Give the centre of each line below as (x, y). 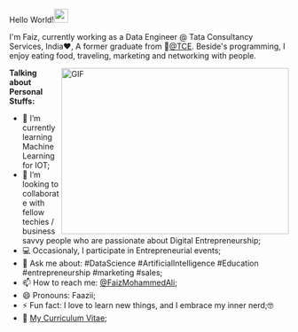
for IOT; (36, 165)
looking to (40, 184)
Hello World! (32, 19)
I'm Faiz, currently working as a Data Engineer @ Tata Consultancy (131, 37)
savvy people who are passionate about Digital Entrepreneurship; (141, 240)
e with (33, 203)
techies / (38, 222)
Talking (23, 73)
